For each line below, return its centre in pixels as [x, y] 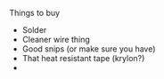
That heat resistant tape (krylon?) [83, 58]
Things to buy [35, 13]
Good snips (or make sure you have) [89, 49]
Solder [34, 30]
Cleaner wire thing [56, 39]
